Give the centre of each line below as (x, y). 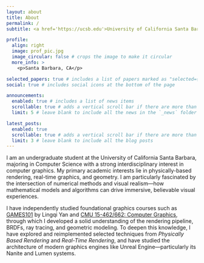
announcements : (25, 96)
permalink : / (23, 23)
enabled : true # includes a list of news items (73, 101)
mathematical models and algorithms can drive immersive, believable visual (101, 190)
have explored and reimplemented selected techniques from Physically (95, 234)
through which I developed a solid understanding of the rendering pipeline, (100, 221)
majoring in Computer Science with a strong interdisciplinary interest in (95, 164)
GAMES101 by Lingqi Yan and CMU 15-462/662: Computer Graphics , (92, 215)
